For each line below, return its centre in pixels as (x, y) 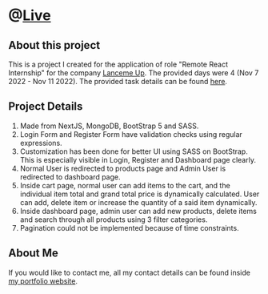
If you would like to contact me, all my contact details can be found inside (129, 272)
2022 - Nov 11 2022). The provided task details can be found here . (118, 81)
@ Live (30, 16)
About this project (54, 45)
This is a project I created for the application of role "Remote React (118, 64)
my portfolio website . (43, 281)
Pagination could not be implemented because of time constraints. (129, 228)
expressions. (41, 143)
